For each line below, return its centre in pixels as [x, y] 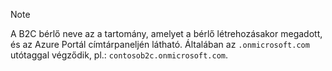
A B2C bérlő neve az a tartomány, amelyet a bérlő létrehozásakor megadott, [166, 33]
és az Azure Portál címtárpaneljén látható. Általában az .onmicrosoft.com [160, 44]
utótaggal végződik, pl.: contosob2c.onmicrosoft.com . [119, 55]
